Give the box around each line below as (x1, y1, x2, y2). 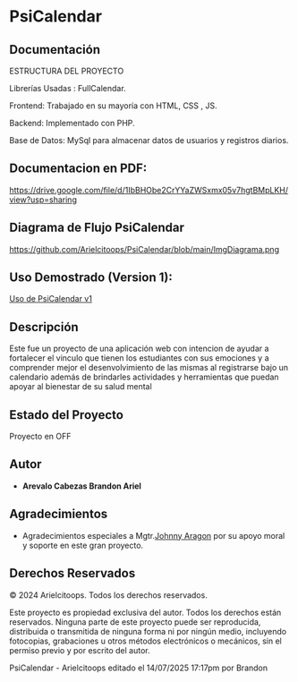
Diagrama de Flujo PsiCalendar (9, 220, 185, 235)
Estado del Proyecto (9, 407, 123, 422)
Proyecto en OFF (9, 431, 72, 442)
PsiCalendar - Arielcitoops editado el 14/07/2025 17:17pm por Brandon (9, 662, 268, 673)
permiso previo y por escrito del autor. (9, 644, 150, 655)
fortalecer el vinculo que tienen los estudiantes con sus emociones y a (9, 353, 270, 363)
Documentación (9, 42, 101, 57)
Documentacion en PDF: (9, 161, 148, 176)
